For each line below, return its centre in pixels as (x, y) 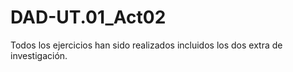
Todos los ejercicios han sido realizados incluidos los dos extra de (146, 45)
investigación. (39, 55)
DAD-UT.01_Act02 (88, 17)
